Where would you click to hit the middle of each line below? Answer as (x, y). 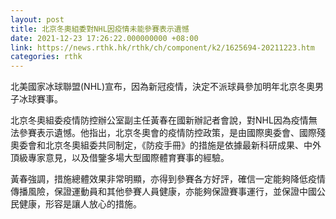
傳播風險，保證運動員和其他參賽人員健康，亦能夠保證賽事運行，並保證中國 (163, 192)
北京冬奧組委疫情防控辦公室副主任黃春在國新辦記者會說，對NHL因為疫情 (159, 120)
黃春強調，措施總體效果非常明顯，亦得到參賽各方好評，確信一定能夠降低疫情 (168, 179)
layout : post (37, 19)
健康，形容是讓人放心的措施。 (80, 204)
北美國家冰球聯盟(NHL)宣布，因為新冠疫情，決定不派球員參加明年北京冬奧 (163, 87)
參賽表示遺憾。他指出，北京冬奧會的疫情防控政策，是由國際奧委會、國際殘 (172, 133)
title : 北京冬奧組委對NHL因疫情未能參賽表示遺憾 (100, 29)
